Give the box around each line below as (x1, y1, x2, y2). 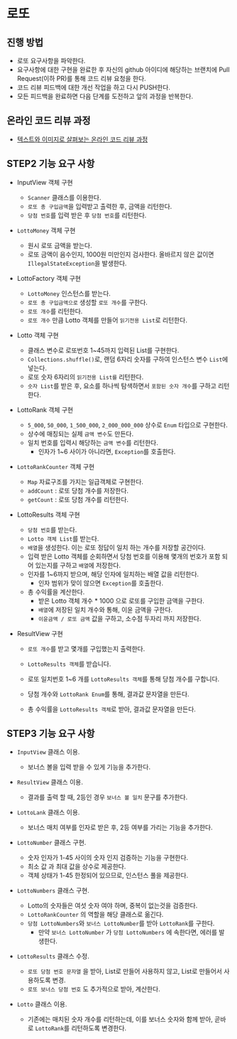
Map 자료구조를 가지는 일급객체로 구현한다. (27, 477, 143, 486)
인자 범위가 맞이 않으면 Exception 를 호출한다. (38, 578, 164, 587)
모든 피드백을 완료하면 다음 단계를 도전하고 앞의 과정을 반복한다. (16, 92, 193, 100)
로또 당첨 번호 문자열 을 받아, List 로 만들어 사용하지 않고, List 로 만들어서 (27, 967, 223, 976)
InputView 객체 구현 (16, 178, 73, 186)
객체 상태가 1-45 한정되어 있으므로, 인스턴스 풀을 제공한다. (27, 871, 189, 880)
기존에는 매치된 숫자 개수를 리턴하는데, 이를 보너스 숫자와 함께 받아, (27, 1015, 214, 1023)
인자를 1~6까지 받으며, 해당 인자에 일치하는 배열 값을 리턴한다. (27, 569, 199, 578)
